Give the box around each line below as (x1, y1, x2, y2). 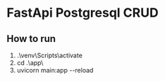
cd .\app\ (16, 59, 44, 67)
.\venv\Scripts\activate (16, 51, 82, 59)
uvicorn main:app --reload (16, 66, 94, 74)
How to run (6, 33, 56, 45)
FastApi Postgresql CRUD (6, 5, 159, 21)
